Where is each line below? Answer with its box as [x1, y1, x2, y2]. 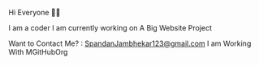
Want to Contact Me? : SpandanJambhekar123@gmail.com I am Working [8, 39, 252, 48]
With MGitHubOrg [8, 47, 68, 56]
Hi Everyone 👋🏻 [8, 8, 61, 17]
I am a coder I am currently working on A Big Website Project [8, 23, 213, 32]
